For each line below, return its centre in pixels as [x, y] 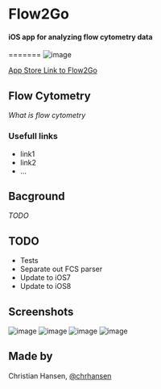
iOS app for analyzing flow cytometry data [80, 36]
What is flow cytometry [47, 115]
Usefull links [33, 136]
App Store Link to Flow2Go [53, 70]
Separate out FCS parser [61, 269]
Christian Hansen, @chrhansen [60, 375]
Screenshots [41, 312]
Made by [31, 356]
